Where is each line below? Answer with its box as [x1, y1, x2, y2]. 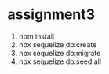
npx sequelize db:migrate [18, 48, 101, 57]
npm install [18, 31, 55, 41]
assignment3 [7, 6, 96, 24]
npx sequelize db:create [18, 39, 97, 49]
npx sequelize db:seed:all [18, 57, 102, 66]
